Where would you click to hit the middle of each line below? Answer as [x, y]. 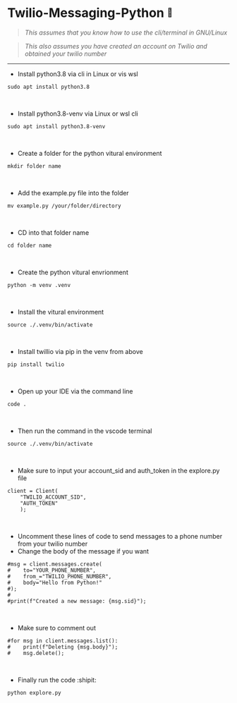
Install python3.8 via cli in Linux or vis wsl [78, 74]
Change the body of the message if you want [83, 551]
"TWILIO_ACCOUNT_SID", [53, 497]
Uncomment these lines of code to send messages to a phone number [120, 536]
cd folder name [30, 245]
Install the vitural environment [61, 312]
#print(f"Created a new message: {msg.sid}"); [77, 601]
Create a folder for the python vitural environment [90, 153]
